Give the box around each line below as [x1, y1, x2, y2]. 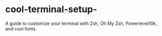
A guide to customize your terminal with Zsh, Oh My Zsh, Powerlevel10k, [5, 20, 157, 26]
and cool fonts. [5, 25, 37, 31]
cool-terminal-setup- [5, 4, 98, 15]
